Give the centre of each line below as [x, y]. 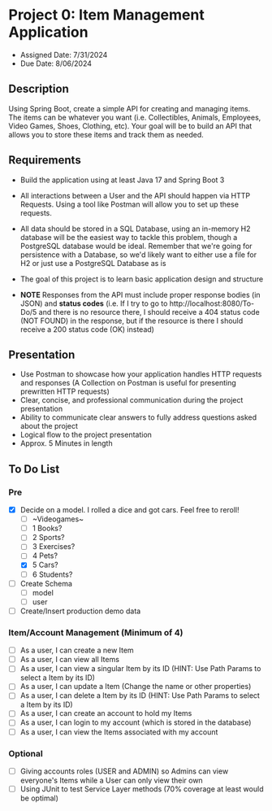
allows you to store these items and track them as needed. [106, 134]
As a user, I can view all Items [70, 660]
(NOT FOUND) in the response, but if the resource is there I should [132, 320]
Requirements [45, 160]
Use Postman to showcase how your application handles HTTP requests [141, 374]
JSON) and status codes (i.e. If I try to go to [94, 303]
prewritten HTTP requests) [65, 391]
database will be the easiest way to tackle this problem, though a [129, 237]
